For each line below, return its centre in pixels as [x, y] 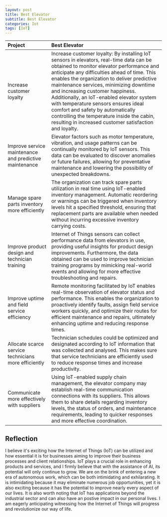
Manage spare [24, 198]
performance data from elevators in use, [98, 240]
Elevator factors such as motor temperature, [103, 137]
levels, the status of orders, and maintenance [104, 409]
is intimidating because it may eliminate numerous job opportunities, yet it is [83, 482]
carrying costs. [69, 226]
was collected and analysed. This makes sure [104, 350]
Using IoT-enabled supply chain [89, 377]
